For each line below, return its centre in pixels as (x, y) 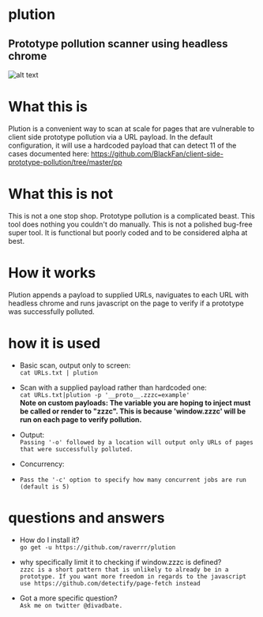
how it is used (54, 343)
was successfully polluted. (51, 311)
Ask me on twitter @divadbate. (71, 605)
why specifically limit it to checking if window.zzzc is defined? (120, 562)
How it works (52, 273)
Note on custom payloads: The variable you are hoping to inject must (135, 402)
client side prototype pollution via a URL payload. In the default (111, 136)
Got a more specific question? (68, 598)
